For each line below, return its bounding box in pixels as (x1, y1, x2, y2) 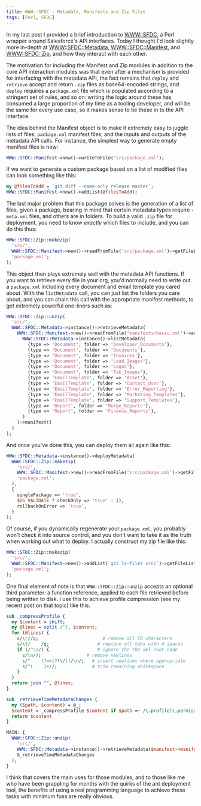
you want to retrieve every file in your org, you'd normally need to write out (6, 276, 191, 283)
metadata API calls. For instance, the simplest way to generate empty (6, 137, 177, 144)
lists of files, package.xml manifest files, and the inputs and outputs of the (6, 130, 187, 138)
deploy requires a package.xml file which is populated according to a (6, 87, 173, 94)
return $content (11, 713, 52, 719)
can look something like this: (6, 172, 77, 179)
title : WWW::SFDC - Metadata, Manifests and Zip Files (6, 8, 146, 15)
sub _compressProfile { (6, 613, 66, 619)
